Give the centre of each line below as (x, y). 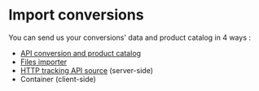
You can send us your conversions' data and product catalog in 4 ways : (129, 37)
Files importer (44, 62)
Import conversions (76, 15)
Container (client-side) (58, 79)
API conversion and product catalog (80, 53)
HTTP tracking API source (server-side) (86, 70)
